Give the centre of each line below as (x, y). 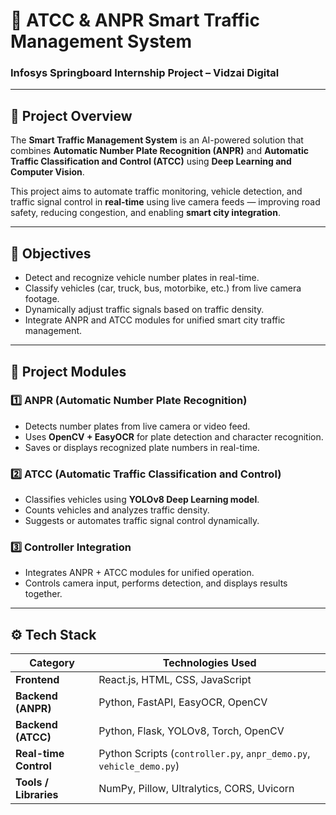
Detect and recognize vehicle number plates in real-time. (142, 278)
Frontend (37, 680)
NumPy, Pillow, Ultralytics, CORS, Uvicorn (196, 789)
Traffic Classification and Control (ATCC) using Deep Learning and (151, 161)
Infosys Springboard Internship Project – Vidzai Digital (145, 73)
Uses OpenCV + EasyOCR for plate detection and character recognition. (174, 436)
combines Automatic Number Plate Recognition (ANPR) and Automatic (159, 151)
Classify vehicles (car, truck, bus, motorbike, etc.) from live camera (163, 288)
